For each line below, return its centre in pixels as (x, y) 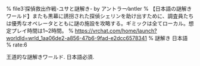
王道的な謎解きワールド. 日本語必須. (50, 57)
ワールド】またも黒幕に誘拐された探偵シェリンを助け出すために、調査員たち (100, 16)
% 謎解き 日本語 (168, 38)
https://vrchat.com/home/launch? (116, 31)
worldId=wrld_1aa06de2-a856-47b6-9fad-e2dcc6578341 (76, 38)
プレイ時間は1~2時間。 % (42, 31)
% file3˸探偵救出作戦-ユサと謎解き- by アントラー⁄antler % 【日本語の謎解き (99, 9)
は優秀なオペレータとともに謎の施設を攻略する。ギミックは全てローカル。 (97, 23)
